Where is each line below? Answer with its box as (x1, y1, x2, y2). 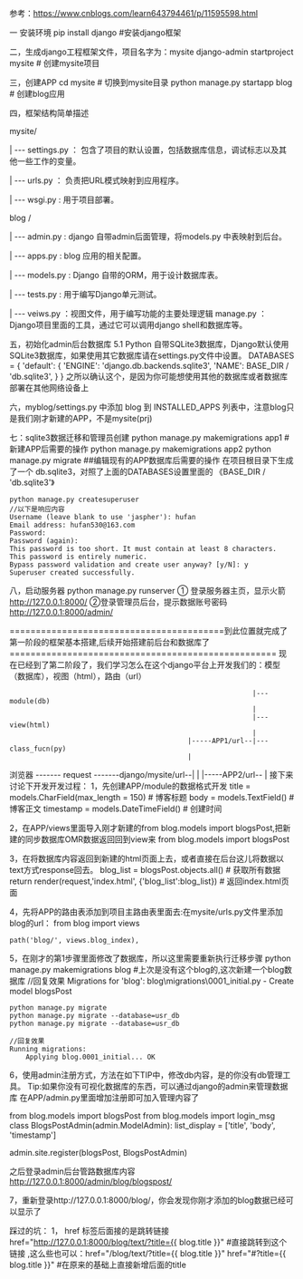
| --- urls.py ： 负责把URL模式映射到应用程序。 (9, 175, 184, 186)
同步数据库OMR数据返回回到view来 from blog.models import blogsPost (24, 834, 290, 845)
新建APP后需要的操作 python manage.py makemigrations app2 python (9, 443, 271, 454)
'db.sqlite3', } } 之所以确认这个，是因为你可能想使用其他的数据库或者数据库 (9, 371, 288, 382)
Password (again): (9, 537, 79, 546)
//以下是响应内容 (9, 505, 65, 514)
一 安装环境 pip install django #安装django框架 (9, 27, 182, 38)
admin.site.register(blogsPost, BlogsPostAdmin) (9, 1148, 188, 1158)
